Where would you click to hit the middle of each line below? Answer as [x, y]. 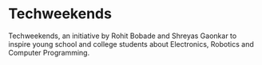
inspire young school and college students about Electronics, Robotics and [131, 44]
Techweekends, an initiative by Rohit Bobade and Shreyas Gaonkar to [123, 36]
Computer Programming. [49, 52]
